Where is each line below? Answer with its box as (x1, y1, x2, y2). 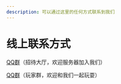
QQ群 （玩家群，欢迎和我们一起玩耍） (6, 71, 101, 79)
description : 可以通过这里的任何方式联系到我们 (6, 9, 115, 15)
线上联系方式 (6, 37, 71, 51)
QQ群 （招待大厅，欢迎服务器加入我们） (6, 58, 106, 66)
